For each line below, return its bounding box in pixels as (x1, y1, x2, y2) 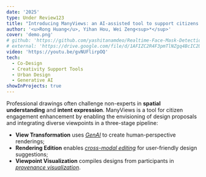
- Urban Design (12, 72, 51, 78)
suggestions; (15, 151, 48, 158)
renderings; (15, 138, 45, 145)
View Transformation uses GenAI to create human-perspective (15, 131, 176, 138)
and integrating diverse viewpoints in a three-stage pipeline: (6, 119, 158, 126)
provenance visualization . (15, 164, 81, 171)
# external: (6, 43, 37, 50)
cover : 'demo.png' (6, 32, 53, 38)
